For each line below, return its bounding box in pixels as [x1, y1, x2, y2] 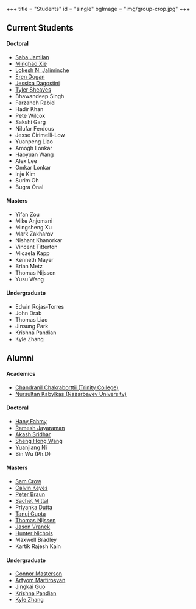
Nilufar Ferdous [15, 124, 54, 132]
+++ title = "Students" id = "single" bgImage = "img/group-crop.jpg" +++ [6, 5, 191, 12]
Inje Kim [15, 170, 36, 178]
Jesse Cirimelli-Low [15, 131, 65, 139]
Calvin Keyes [15, 485, 48, 491]
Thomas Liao [15, 316, 48, 323]
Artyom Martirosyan [15, 577, 66, 584]
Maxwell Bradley [15, 536, 57, 543]
